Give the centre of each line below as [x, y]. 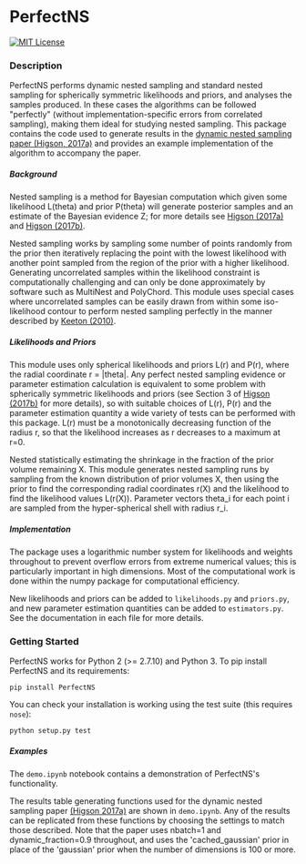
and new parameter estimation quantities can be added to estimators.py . [147, 608]
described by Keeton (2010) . [63, 321]
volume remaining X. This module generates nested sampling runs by [139, 470]
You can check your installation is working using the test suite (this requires [151, 705]
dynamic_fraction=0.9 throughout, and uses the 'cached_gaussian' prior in [149, 840]
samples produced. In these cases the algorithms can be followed [133, 105]
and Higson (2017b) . [47, 226]
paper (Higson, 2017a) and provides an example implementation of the [141, 144]
